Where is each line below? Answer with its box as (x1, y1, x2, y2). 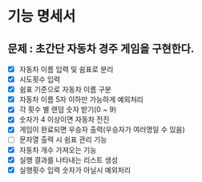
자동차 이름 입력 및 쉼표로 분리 (18, 65, 114, 74)
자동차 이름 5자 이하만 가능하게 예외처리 (18, 95, 143, 104)
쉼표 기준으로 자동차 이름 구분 (18, 85, 111, 95)
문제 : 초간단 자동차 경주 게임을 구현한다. (7, 42, 195, 55)
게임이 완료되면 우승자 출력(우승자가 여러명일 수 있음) (18, 125, 185, 135)
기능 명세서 (7, 7, 76, 26)
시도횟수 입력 (18, 75, 61, 84)
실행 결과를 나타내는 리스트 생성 (18, 155, 118, 164)
